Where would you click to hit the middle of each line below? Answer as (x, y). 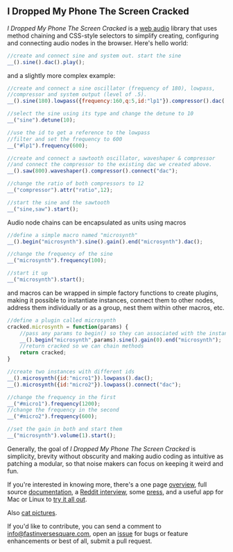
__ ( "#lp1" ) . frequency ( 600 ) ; (48, 145)
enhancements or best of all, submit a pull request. (80, 541)
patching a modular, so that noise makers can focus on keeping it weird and (115, 463)
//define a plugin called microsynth (62, 320)
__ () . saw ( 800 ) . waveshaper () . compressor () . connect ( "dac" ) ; (93, 171)
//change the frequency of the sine (60, 254)
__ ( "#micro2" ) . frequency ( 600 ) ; (52, 416)
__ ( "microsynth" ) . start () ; (46, 280)
